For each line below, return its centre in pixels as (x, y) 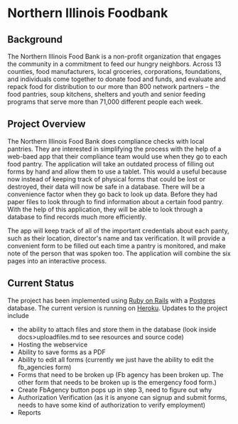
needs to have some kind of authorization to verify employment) (112, 405)
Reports (29, 412)
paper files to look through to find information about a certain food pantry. (115, 201)
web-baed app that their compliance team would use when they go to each (117, 156)
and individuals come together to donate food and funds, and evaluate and (117, 79)
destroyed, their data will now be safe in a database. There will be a (106, 186)
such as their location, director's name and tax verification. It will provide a (117, 238)
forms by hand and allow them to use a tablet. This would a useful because (117, 171)
